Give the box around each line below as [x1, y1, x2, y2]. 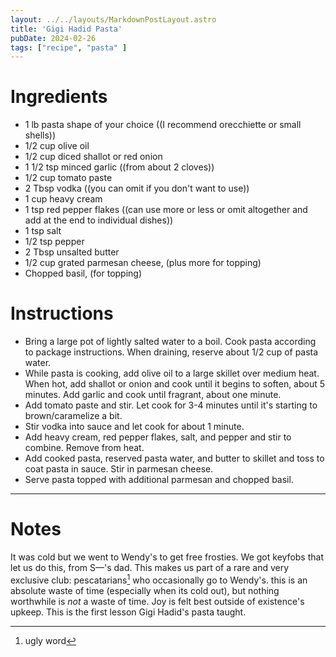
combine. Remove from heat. [24, 442, 145, 454]
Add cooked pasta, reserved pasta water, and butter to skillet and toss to [24, 452, 325, 465]
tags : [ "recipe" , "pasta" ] [10, 42, 128, 53]
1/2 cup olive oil [24, 140, 90, 152]
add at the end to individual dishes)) [24, 214, 174, 226]
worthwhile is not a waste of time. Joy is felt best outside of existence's [10, 595, 305, 607]
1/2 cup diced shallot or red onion [24, 151, 163, 163]
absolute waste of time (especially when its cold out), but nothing [10, 584, 280, 596]
